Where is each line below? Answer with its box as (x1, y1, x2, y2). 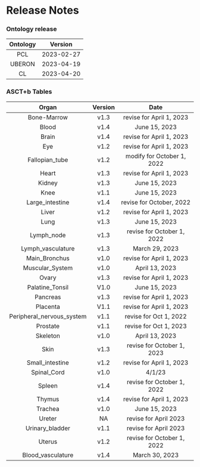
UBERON (10, 60, 36, 69)
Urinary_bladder (25, 424, 70, 432)
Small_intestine (26, 358, 70, 367)
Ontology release (6, 25, 57, 33)
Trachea (36, 404, 60, 413)
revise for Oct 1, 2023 (124, 321, 187, 330)
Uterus (38, 437, 58, 446)
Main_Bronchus (26, 254, 70, 262)
